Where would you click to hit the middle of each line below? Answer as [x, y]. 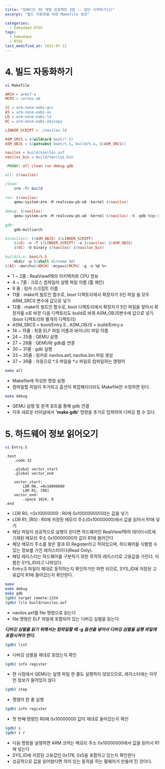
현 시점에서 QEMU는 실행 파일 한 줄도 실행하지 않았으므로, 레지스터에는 [80, 674]
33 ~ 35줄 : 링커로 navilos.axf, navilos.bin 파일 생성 [63, 355]
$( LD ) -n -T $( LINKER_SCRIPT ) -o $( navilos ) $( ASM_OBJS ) [73, 243]
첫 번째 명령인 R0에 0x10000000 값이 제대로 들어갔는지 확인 [70, 719]
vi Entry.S [16, 448]
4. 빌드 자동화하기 [39, 72]
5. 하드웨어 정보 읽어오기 [52, 434]
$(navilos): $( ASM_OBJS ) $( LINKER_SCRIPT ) [49, 239]
